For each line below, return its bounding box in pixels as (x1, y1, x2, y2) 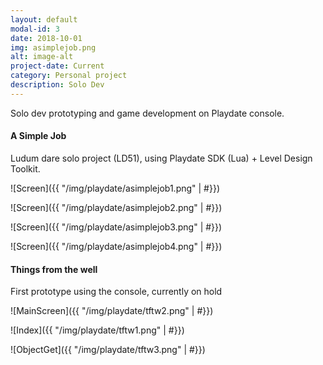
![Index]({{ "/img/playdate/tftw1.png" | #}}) (10, 324, 185, 336)
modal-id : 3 (10, 24, 60, 34)
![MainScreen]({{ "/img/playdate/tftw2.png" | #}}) (10, 305, 214, 317)
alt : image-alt (10, 52, 74, 62)
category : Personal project (10, 71, 128, 81)
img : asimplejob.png (10, 42, 97, 53)
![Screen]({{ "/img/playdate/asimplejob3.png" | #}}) (10, 221, 223, 233)
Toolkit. (10, 162, 41, 175)
